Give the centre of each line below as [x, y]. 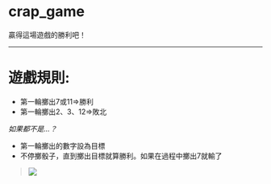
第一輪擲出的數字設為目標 [63, 145]
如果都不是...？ [33, 129]
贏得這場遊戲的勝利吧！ [47, 35]
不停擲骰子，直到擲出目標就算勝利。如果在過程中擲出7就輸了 [121, 156]
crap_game [46, 12]
